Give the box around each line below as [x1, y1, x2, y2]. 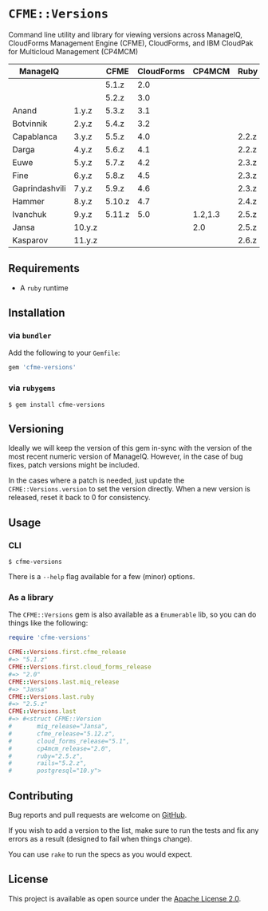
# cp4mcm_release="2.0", [8, 744, 112, 752]
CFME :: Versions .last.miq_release [8, 677, 120, 686]
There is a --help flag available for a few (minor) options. [8, 572, 195, 582]
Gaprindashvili [12, 183, 66, 194]
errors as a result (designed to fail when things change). [8, 834, 193, 843]
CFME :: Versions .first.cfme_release [8, 649, 127, 657]
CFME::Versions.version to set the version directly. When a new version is [8, 484, 251, 494]
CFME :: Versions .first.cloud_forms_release [8, 663, 152, 672]
